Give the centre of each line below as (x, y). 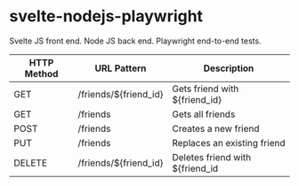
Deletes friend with (212, 157)
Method (41, 74)
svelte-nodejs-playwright (106, 16)
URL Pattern (121, 68)
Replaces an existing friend (229, 143)
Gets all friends (204, 114)
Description (229, 68)
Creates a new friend (216, 128)
